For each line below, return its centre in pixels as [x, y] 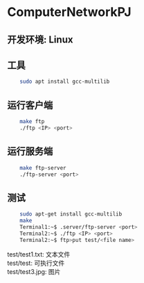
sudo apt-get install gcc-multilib [71, 214]
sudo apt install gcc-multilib [65, 82]
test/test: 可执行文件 [36, 263]
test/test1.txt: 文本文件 [39, 254]
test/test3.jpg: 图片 [34, 271]
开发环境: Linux [40, 39]
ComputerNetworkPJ [69, 12]
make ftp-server [43, 168]
